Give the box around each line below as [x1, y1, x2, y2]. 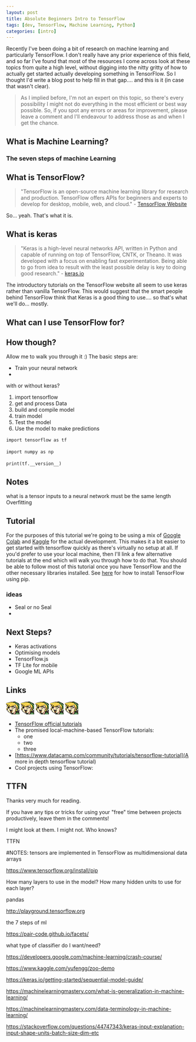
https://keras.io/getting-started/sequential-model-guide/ [6, 976, 144, 983]
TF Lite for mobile [14, 662, 58, 669]
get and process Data [14, 400, 68, 407]
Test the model [14, 419, 51, 426]
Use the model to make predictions [14, 425, 100, 432]
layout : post [6, 9, 38, 15]
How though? [6, 337, 57, 347]
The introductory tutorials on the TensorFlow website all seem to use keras [6, 281, 187, 289]
